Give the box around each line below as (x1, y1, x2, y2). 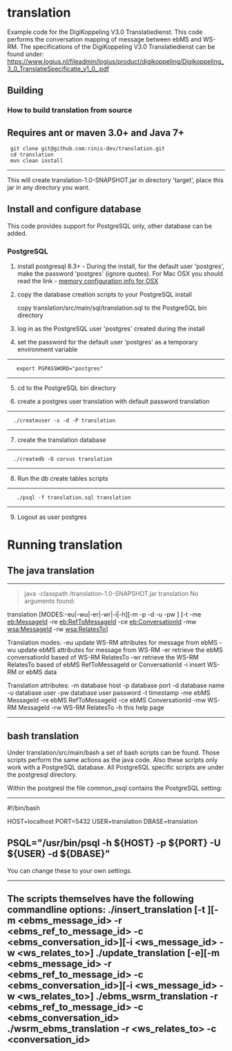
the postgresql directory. (7, 770, 77, 779)
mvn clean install (10, 157, 64, 164)
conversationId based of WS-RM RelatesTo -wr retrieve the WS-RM (7, 653, 199, 662)
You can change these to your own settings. (7, 866, 133, 874)
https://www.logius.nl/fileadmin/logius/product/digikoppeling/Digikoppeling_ (7, 57, 224, 65)
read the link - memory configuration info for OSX (17, 277, 159, 285)
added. (7, 229, 28, 237)
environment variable (17, 345, 78, 354)
